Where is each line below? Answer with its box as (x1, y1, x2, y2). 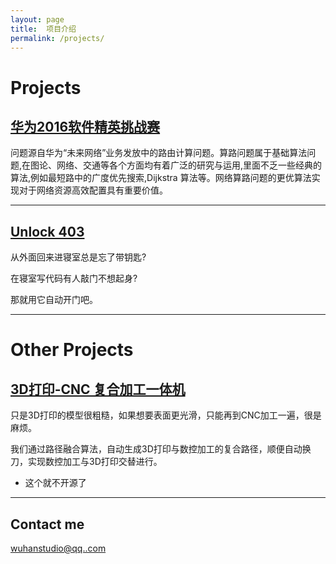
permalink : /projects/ (10, 33, 105, 43)
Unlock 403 (10, 223, 85, 240)
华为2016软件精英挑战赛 (10, 118, 161, 135)
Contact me (10, 516, 85, 533)
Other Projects (10, 339, 134, 361)
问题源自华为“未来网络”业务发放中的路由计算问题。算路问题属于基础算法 (10, 147, 308, 159)
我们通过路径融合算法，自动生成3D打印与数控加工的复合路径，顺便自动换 (10, 443, 312, 455)
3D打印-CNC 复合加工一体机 (10, 381, 186, 398)
